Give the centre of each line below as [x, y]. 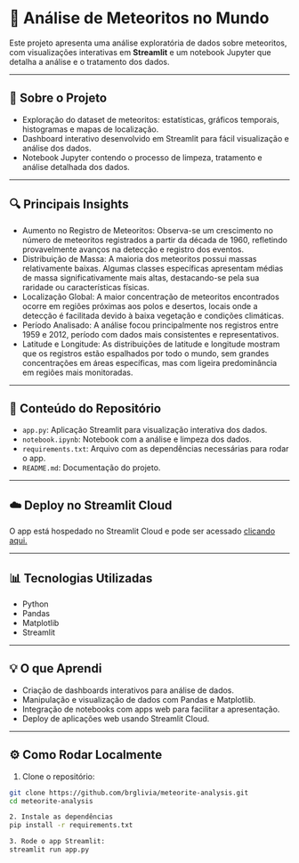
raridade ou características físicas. [85, 287]
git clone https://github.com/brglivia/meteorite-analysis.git [129, 793]
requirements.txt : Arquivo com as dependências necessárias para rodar [155, 449]
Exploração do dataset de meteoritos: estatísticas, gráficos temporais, [151, 119]
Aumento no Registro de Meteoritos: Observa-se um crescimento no [148, 230]
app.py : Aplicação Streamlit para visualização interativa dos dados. [145, 430]
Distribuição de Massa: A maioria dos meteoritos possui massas [139, 258]
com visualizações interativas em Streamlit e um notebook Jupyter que [140, 52]
